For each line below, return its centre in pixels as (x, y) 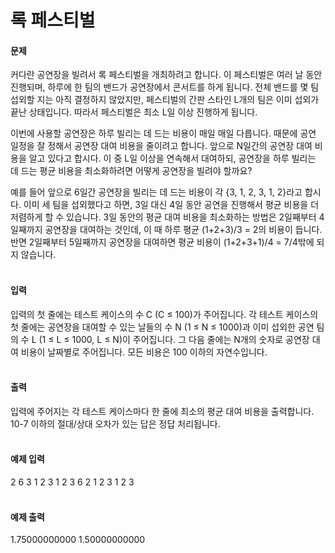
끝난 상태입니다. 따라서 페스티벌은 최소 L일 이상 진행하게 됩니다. (134, 112)
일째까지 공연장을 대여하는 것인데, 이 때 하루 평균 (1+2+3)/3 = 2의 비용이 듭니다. (166, 230)
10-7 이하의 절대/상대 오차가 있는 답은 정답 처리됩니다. (115, 423)
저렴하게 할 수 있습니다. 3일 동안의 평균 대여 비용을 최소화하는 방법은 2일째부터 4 (167, 217)
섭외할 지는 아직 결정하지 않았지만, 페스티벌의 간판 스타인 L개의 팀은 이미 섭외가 (165, 100)
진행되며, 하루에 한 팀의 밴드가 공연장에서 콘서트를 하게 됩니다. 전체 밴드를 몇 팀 (165, 87)
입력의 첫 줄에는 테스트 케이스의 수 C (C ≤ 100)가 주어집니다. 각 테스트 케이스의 (164, 314)
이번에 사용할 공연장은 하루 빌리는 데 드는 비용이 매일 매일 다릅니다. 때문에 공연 (163, 133)
